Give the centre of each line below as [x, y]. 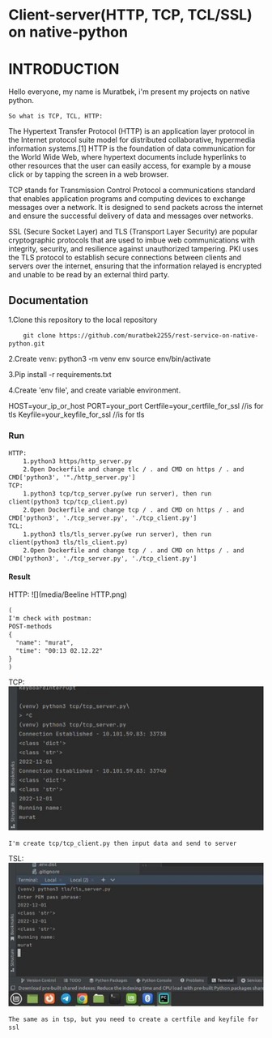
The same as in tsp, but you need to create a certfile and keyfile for [134, 1019]
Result [19, 577]
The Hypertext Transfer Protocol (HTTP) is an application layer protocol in [132, 131]
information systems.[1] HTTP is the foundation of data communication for [132, 148]
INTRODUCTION [64, 69]
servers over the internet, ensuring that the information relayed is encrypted [135, 266]
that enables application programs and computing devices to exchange [127, 199]
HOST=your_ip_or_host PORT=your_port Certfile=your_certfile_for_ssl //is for [136, 405]
